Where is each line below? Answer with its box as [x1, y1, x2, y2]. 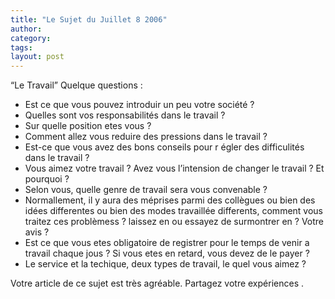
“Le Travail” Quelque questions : [10, 79, 143, 91]
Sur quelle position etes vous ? [24, 120, 152, 132]
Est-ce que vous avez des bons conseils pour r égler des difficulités [24, 141, 305, 153]
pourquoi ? [24, 173, 70, 185]
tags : [10, 42, 33, 53]
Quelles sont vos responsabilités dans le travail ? [24, 109, 226, 121]
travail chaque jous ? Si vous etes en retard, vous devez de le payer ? [24, 247, 310, 260]
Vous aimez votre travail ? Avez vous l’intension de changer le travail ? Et [24, 162, 325, 175]
